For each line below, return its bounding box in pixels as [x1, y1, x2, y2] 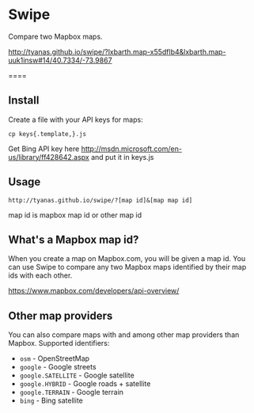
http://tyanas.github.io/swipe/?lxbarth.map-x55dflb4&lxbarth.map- [8, 47, 226, 56]
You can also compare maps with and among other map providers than [8, 330, 240, 339]
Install [8, 93, 40, 108]
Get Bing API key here [8, 144, 80, 153]
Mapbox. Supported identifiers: [8, 339, 110, 348]
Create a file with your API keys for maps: [8, 115, 144, 124]
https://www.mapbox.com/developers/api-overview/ [8, 286, 180, 296]
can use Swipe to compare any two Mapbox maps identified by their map [8, 263, 247, 272]
